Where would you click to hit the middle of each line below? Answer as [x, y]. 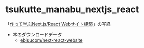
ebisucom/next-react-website [51, 40]
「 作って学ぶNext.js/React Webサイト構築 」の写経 [58, 24]
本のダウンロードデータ [37, 34]
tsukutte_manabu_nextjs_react [72, 9]
